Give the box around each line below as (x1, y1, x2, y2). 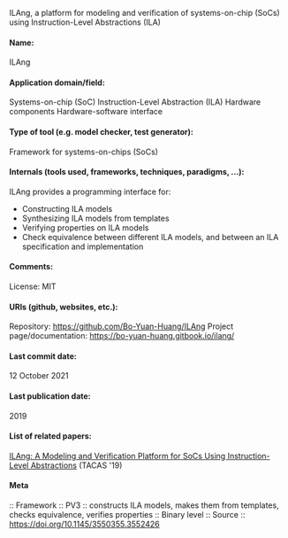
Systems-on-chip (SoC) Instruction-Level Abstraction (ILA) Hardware (9, 97, 261, 107)
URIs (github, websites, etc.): (9, 301, 118, 312)
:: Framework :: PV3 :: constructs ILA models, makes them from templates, (9, 500, 280, 511)
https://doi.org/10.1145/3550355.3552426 (9, 519, 161, 530)
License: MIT (9, 281, 57, 292)
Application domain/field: (9, 77, 106, 88)
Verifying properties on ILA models (21, 222, 149, 233)
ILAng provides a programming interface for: (9, 186, 171, 197)
